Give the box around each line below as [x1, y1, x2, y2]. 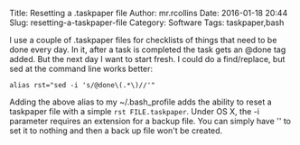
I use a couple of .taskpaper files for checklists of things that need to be [9, 35, 277, 45]
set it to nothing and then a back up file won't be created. [9, 125, 223, 136]
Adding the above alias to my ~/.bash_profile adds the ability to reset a [9, 96, 273, 107]
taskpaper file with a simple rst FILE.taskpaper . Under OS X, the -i [9, 106, 260, 116]
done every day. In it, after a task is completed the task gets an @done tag [9, 44, 286, 55]
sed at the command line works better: [9, 63, 154, 74]
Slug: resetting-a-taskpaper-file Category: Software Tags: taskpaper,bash [9, 17, 285, 28]
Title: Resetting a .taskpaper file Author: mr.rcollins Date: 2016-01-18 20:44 [9, 8, 288, 18]
